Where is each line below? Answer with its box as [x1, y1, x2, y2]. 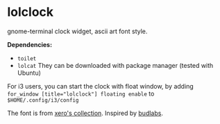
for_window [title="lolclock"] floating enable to [7, 89, 155, 98]
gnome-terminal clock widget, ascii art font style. [7, 27, 148, 35]
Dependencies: [7, 40, 53, 48]
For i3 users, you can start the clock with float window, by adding [7, 82, 194, 90]
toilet [17, 55, 37, 62]
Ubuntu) [17, 69, 42, 77]
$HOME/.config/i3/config [7, 96, 79, 104]
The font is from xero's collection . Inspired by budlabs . [7, 109, 163, 117]
